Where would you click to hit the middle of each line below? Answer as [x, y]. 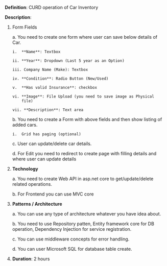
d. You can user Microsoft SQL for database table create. [72, 249]
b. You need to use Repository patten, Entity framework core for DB [83, 224]
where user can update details [44, 159]
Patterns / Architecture [37, 204]
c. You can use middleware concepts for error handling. [71, 239]
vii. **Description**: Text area [48, 110]
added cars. [25, 125]
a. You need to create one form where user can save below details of [85, 37]
